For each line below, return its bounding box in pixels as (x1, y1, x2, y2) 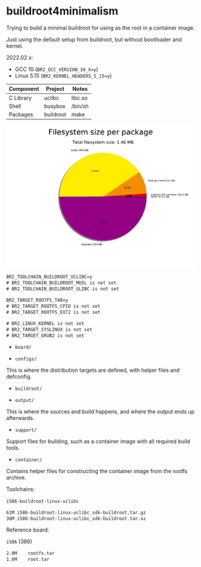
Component (8, 86, 40, 93)
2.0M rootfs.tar (6, 550, 55, 556)
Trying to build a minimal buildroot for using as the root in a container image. (6, 24, 195, 31)
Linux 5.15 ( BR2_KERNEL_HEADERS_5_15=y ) (14, 72, 112, 79)
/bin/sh (71, 102, 89, 110)
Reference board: (6, 526, 50, 533)
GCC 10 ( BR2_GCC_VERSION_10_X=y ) (14, 65, 98, 73)
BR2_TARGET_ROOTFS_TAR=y (6, 297, 68, 303)
